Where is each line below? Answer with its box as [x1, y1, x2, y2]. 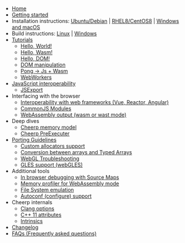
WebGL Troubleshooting [20, 155, 80, 162]
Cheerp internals [11, 199, 53, 205]
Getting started [11, 11, 49, 18]
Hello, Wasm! [20, 49, 53, 55]
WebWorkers [20, 74, 52, 81]
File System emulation [20, 187, 75, 193]
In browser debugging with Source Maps [20, 174, 119, 181]
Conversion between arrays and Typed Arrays [20, 149, 132, 155]
